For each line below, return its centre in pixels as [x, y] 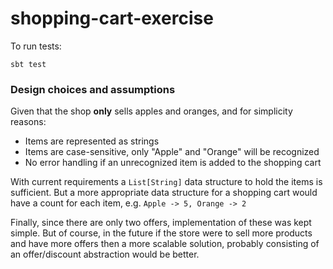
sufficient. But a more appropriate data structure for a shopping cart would [164, 193]
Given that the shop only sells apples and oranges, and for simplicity [151, 111]
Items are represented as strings [92, 141]
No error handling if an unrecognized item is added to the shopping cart [173, 163]
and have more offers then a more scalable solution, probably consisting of [165, 244]
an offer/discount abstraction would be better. [105, 254]
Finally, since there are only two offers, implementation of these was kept [161, 223]
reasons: [28, 122]
